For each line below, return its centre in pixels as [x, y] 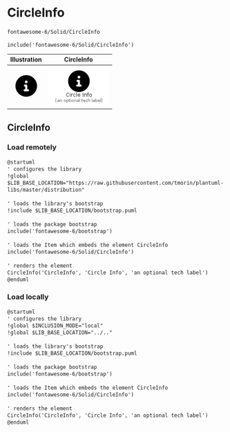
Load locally [28, 297]
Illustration [26, 59]
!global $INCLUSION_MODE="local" [55, 326]
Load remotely [32, 147]
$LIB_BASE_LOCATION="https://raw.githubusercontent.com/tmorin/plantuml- [116, 183]
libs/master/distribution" [46, 190]
